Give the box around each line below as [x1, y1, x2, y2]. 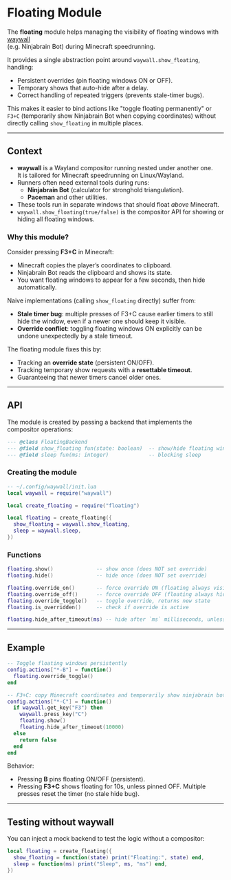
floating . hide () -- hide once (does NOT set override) [7, 572, 208, 580]
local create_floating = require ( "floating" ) [7, 502, 140, 509]
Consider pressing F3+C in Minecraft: [7, 248, 114, 256]
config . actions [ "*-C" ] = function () [7, 698, 112, 705]
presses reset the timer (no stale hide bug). [16, 790, 140, 798]
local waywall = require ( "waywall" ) [7, 489, 112, 497]
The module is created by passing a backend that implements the [7, 418, 192, 426]
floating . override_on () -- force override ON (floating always [7, 584, 211, 591]
